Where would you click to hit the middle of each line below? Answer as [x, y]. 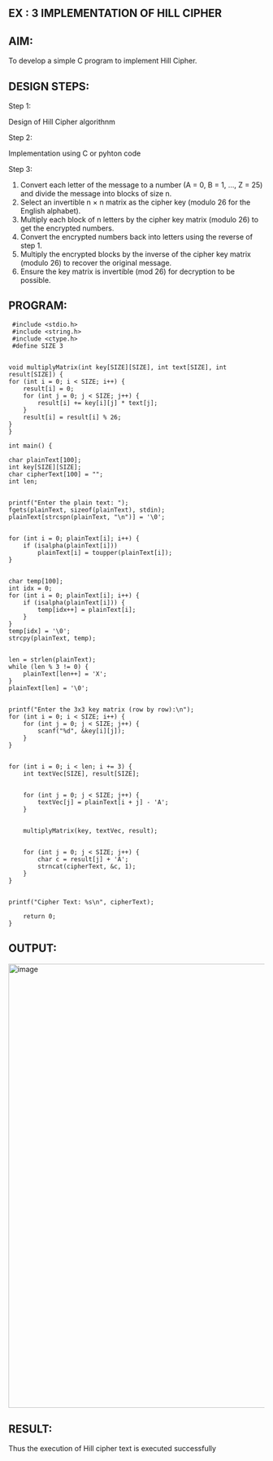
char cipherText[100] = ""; [56, 474]
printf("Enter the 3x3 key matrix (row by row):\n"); [102, 709]
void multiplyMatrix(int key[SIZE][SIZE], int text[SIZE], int [118, 367]
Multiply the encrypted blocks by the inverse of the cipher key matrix [136, 254]
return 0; [40, 916]
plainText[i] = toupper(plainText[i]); [105, 552]
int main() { [30, 446]
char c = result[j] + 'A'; [83, 859]
